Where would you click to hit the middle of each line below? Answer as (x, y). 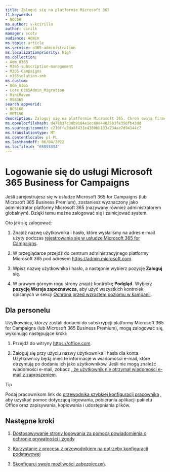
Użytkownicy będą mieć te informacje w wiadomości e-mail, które (81, 358)
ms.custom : (17, 81)
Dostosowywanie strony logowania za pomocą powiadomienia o (79, 433)
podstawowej (27, 454)
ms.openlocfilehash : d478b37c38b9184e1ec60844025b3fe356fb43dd (73, 123)
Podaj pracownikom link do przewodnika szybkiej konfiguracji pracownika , (83, 394)
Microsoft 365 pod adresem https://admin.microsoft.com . (72, 258)
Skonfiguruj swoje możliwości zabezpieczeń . (59, 464)
